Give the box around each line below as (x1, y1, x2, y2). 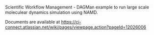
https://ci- (61, 19, 82, 25)
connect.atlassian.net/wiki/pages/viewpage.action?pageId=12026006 (5, 24, 146, 30)
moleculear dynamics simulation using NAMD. (5, 9, 98, 15)
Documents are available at (5, 19, 60, 25)
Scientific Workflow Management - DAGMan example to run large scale (5, 4, 150, 10)
